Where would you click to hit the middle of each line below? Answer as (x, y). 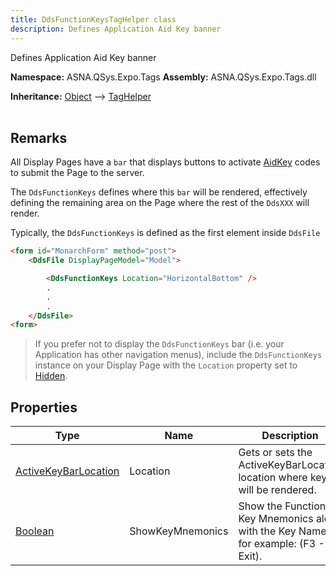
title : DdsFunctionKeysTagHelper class (93, 19)
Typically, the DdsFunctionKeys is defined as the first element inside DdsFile (165, 233)
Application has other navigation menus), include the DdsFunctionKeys (178, 355)
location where (273, 478)
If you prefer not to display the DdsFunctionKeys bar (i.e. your (159, 344)
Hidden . (51, 376)
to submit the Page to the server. (77, 173)
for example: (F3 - (281, 544)
